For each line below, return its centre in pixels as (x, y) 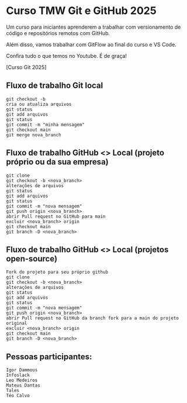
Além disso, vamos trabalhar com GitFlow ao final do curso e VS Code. (91, 44)
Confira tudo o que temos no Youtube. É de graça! (67, 56)
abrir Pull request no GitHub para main (56, 216)
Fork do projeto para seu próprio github (57, 272)
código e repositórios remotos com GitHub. (58, 33)
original (17, 323)
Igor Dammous (22, 370)
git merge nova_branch (34, 135)
